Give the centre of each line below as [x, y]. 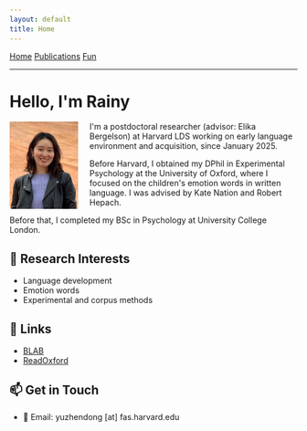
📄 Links [31, 329]
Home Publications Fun [53, 56]
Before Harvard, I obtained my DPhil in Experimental [187, 163]
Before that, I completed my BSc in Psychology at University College [138, 220]
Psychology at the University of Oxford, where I [179, 173]
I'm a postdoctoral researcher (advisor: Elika [173, 127]
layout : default [40, 19]
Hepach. [106, 203]
